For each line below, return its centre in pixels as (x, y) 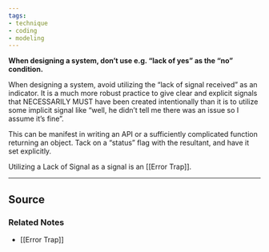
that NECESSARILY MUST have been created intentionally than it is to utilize (133, 102)
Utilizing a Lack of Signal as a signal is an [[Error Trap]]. (100, 167)
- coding (23, 30)
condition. (26, 70)
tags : (17, 16)
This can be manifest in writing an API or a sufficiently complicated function (133, 134)
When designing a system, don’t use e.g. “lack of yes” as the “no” (121, 61)
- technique (28, 23)
